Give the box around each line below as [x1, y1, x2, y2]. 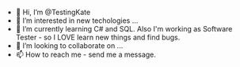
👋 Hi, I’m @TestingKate [15, 8, 91, 17]
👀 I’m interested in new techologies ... [15, 16, 139, 25]
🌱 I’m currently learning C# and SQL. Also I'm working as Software [15, 24, 233, 33]
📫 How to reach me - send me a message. [15, 50, 157, 59]
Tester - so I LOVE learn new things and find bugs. [15, 32, 181, 42]
